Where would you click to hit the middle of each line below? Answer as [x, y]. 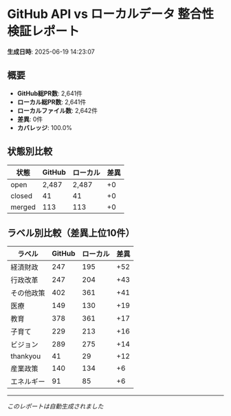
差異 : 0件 [30, 119]
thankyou [26, 356]
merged [23, 207]
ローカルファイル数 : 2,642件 [57, 110]
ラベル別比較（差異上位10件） [71, 233]
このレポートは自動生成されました [55, 406]
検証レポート [44, 31]
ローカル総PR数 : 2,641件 [52, 102]
